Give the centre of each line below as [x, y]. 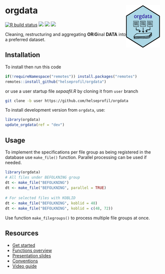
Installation [23, 55]
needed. [14, 162]
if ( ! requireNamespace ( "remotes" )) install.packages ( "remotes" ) [71, 76]
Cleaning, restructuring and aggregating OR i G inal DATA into [66, 34]
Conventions [25, 261]
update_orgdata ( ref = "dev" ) [35, 125]
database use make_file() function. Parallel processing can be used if [76, 157]
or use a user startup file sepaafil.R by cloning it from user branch [72, 91]
